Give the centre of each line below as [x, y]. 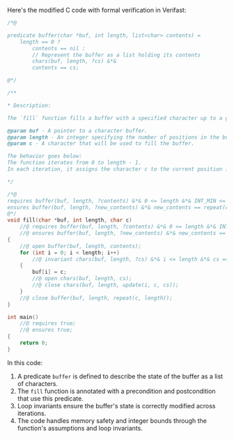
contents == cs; [56, 68]
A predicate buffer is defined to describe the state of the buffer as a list [120, 376]
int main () [23, 317]
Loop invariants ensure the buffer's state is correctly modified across [116, 406]
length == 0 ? [40, 42]
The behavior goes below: [45, 156]
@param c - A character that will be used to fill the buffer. [101, 144]
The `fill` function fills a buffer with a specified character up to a [115, 118]
